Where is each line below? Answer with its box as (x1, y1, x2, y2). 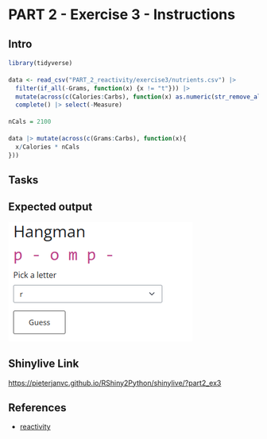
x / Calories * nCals (15, 143, 80, 151)
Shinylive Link (8, 357, 79, 371)
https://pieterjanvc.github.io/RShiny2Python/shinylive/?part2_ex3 (8, 378, 222, 387)
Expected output (8, 200, 93, 214)
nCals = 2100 (8, 117, 52, 126)
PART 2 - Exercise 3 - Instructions (8, 6, 236, 24)
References (8, 401, 67, 414)
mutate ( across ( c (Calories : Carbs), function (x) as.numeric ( (15, 93, 215, 101)
